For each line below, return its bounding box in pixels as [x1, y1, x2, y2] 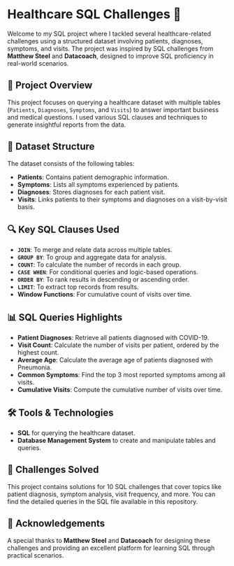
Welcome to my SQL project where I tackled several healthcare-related [7, 29, 212, 38]
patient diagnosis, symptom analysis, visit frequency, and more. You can [7, 490, 216, 498]
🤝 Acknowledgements [7, 518, 105, 530]
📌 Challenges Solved [7, 464, 99, 476]
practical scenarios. [7, 551, 64, 559]
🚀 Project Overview [7, 80, 93, 92]
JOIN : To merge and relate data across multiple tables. [17, 246, 173, 254]
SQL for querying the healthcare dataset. [17, 429, 136, 437]
